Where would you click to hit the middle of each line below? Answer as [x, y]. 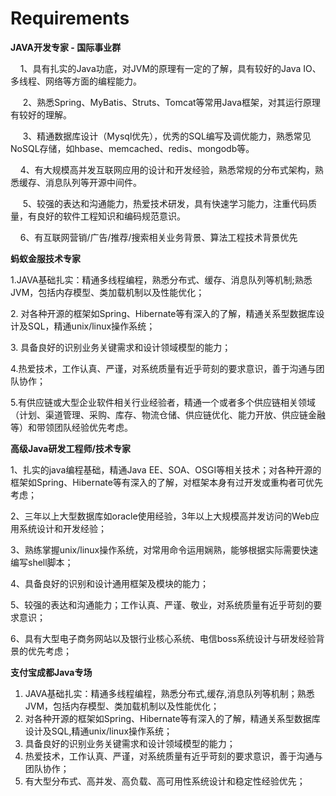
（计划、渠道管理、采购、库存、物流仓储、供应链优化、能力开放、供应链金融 [168, 414]
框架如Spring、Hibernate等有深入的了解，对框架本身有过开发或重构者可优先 [166, 482]
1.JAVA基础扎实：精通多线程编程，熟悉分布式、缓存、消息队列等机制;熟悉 [161, 279]
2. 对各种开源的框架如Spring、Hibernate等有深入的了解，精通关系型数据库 [163, 313]
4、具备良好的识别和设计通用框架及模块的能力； [110, 583]
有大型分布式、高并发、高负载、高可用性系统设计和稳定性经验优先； [165, 781]
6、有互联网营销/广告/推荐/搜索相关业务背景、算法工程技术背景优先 [158, 237]
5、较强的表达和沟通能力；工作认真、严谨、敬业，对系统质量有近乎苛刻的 [162, 604]
